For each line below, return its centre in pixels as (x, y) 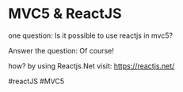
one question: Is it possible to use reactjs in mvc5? (90, 35)
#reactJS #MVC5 (36, 81)
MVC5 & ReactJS (65, 14)
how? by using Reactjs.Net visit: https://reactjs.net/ (91, 66)
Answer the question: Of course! (61, 50)
